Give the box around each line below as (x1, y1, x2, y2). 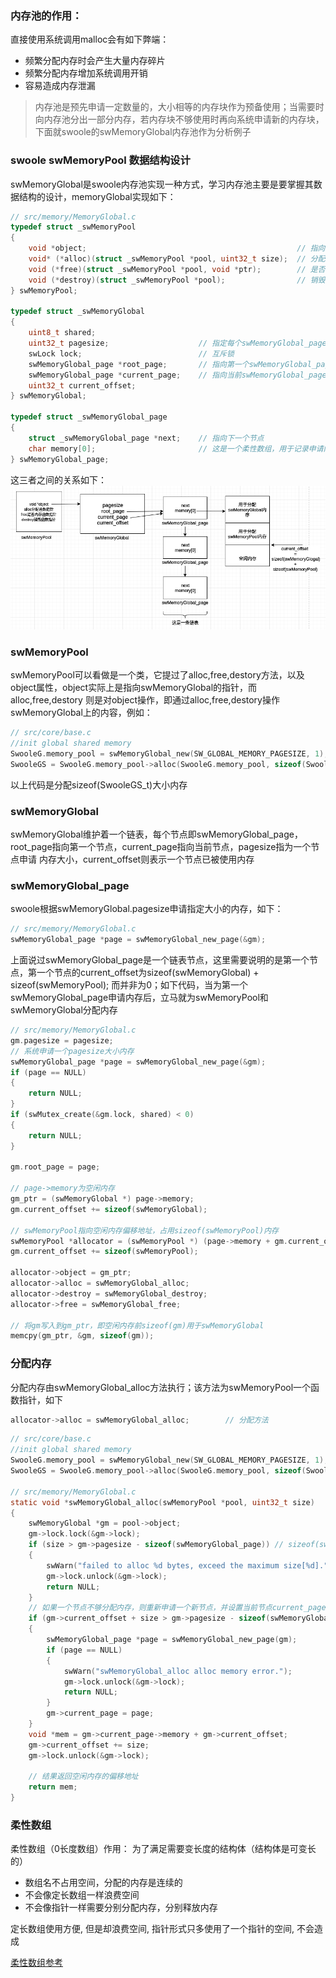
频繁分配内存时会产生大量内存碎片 (24, 55, 166, 67)
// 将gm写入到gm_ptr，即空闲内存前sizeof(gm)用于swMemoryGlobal (10, 1320, 265, 1331)
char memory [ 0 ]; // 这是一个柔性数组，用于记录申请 (28, 443, 324, 454)
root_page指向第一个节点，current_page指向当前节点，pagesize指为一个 (10, 840, 312, 852)
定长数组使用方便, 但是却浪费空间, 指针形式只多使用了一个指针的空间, (10, 1923, 295, 1935)
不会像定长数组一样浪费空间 (24, 1889, 140, 1901)
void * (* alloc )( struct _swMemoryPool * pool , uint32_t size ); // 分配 (28, 254, 326, 264)
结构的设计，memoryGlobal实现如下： (18, 190, 177, 202)
